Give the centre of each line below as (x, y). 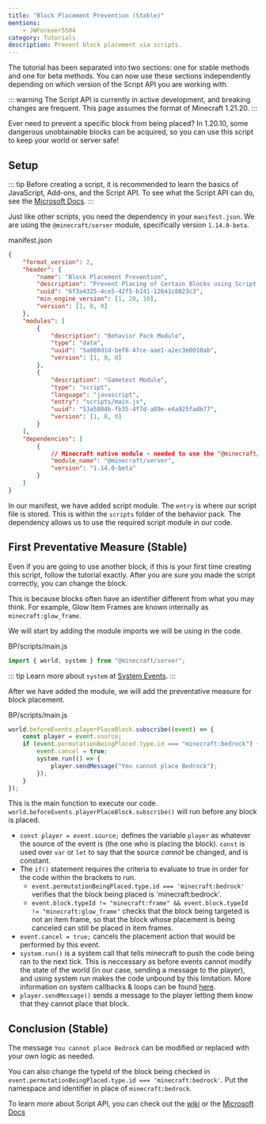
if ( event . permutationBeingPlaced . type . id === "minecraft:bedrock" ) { (141, 744)
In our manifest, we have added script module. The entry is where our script (133, 505)
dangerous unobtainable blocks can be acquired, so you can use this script (131, 132)
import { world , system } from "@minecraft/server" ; (97, 661)
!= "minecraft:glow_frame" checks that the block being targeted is (141, 911)
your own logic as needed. (51, 1056)
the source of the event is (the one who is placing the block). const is (132, 844)
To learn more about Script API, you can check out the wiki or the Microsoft (131, 1104)
